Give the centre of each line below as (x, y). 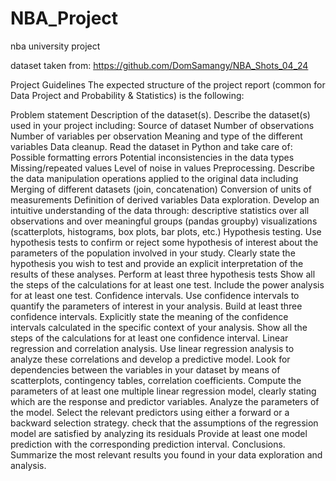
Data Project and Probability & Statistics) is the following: (127, 95)
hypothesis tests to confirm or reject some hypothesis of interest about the (164, 242)
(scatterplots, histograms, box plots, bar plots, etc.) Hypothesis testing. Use (166, 231)
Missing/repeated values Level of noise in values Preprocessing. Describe (162, 168)
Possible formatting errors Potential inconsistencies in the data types (152, 157)
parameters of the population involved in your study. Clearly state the (153, 253)
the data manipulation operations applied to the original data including (154, 178)
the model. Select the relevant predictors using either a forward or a (150, 412)
